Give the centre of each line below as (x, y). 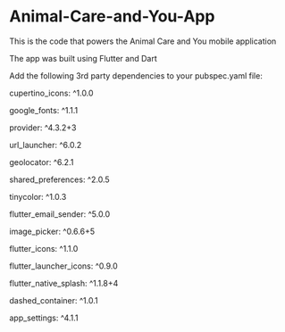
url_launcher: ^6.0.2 (46, 145)
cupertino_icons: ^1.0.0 (51, 93)
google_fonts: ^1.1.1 (44, 110)
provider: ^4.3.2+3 (43, 128)
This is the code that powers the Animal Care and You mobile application (143, 41)
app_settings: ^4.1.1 (44, 318)
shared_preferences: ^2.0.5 (59, 179)
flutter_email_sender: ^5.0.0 (60, 214)
